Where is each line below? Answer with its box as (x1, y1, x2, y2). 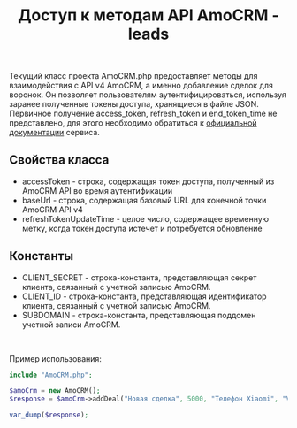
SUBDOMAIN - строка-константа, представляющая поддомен (21, 310, 256, 320)
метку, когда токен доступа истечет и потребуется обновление (21, 223, 263, 233)
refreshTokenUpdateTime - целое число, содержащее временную (21, 213, 270, 224)
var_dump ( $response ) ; (9, 410, 89, 420)
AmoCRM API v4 (21, 204, 84, 215)
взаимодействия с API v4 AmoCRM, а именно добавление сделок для (9, 80, 274, 90)
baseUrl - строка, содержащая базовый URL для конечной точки (21, 195, 267, 205)
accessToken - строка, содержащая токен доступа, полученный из (21, 176, 275, 187)
